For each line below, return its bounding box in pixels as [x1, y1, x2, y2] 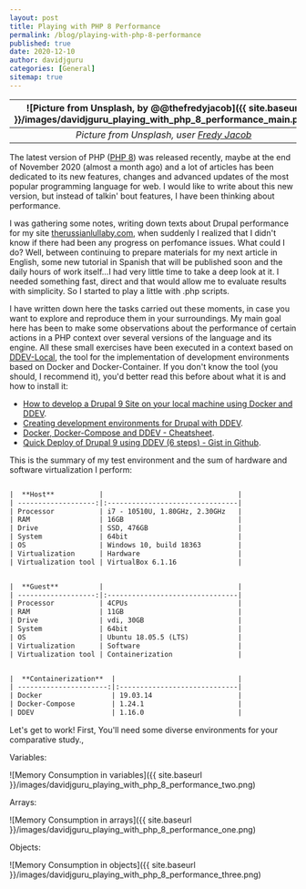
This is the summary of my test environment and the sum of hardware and [9, 455, 288, 465]
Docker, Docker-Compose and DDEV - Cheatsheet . [22, 427, 215, 438]
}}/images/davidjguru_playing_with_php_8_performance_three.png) [9, 869, 261, 880]
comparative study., [9, 734, 85, 745]
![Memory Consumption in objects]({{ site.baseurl [9, 859, 196, 870]
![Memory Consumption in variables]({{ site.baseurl [9, 769, 203, 780]
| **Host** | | [9, 489, 243, 499]
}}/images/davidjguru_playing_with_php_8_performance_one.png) [9, 823, 257, 834]
